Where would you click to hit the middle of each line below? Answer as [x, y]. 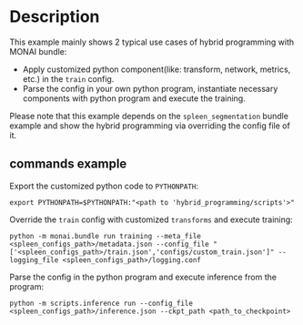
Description [55, 17]
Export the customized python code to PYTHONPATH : [104, 186]
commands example [68, 164]
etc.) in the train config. [68, 78]
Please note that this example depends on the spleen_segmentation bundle [149, 116]
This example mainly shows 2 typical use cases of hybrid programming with [152, 42]
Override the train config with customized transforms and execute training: [151, 219]
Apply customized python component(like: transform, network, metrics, [157, 69]
